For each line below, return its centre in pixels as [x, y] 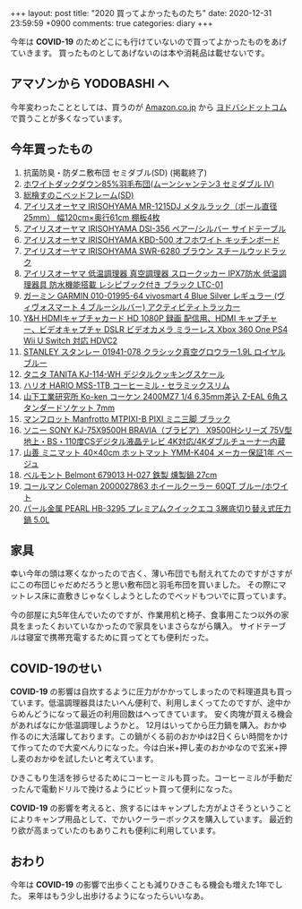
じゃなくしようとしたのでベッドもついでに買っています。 [186, 596]
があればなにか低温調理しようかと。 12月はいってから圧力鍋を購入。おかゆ [149, 725]
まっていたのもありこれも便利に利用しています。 [130, 830]
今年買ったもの [52, 149]
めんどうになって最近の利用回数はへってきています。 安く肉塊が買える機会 [155, 714]
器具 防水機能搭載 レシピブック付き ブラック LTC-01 [127, 284]
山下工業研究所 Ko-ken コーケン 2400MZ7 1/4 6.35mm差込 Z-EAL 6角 [151, 396]
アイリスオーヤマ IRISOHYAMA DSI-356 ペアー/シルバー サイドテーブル [155, 228]
